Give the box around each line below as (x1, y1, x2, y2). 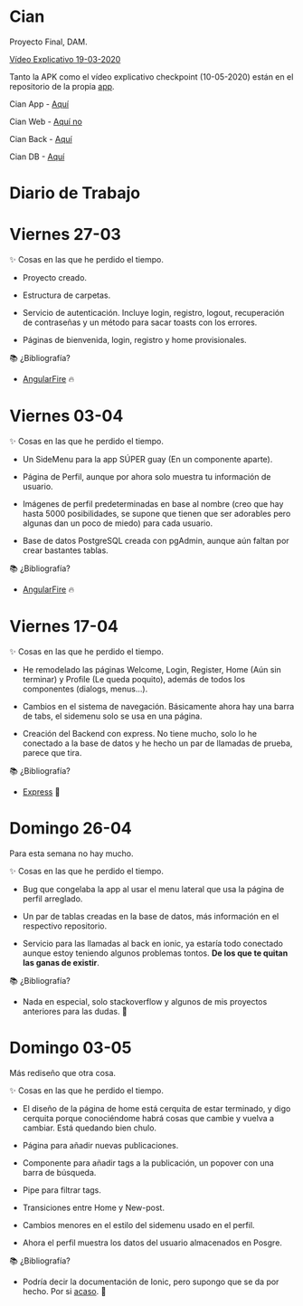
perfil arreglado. (22, 893, 83, 904)
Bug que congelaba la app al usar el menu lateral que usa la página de (22, 883, 285, 894)
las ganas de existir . (22, 957, 99, 968)
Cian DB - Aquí (9, 151, 65, 162)
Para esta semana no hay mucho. (9, 848, 134, 859)
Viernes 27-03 (9, 224, 122, 245)
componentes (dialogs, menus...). (22, 683, 148, 694)
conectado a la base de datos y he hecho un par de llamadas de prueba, (22, 738, 293, 748)
